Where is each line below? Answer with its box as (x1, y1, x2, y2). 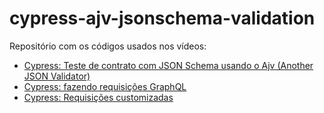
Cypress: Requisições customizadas (23, 91, 174, 103)
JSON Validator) (23, 70, 91, 82)
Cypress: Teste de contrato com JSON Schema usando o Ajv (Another (23, 59, 314, 71)
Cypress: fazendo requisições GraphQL (23, 80, 187, 92)
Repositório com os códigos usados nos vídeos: (9, 40, 207, 52)
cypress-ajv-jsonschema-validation (9, 7, 316, 30)
